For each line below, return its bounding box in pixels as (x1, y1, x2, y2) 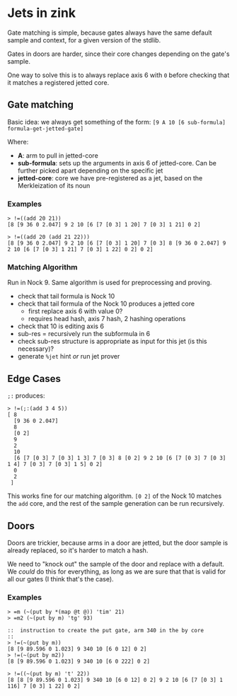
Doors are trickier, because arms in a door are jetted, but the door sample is (7, 538, 229, 547)
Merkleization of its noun (17, 181, 91, 190)
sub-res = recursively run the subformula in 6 (17, 330, 151, 338)
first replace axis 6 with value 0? (28, 307, 123, 315)
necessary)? (17, 344, 54, 353)
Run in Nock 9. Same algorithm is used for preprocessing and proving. (7, 278, 212, 287)
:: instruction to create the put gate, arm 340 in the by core (7, 627, 204, 634)
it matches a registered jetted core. (7, 78, 110, 86)
